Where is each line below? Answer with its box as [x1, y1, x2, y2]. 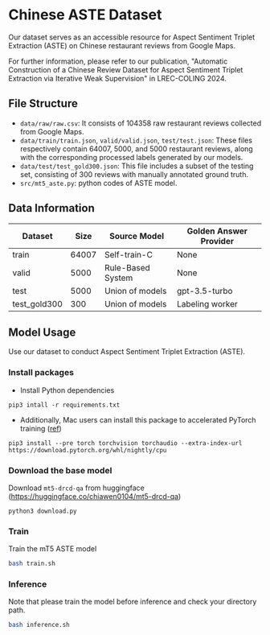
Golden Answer [186, 225, 247, 237]
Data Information [8, 201, 95, 215]
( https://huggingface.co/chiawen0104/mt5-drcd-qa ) [8, 491, 182, 501]
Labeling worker [176, 298, 239, 309]
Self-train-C [104, 249, 153, 260]
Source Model [109, 230, 165, 241]
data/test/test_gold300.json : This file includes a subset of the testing [19, 161, 254, 171]
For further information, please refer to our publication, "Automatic [8, 56, 228, 66]
